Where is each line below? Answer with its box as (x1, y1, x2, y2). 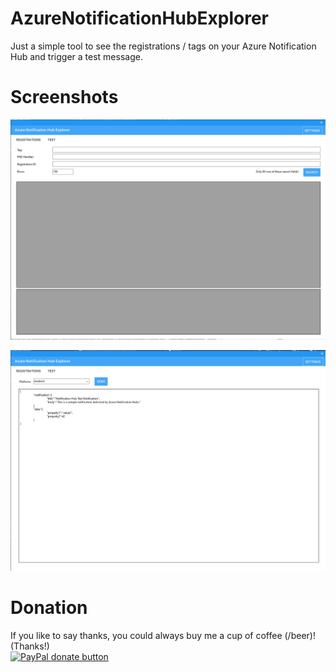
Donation (10, 597, 88, 619)
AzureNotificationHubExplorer (10, 7, 269, 30)
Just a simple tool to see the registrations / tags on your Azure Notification (10, 40, 317, 52)
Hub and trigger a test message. (10, 50, 143, 62)
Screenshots (10, 86, 119, 109)
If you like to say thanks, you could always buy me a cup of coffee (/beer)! (10, 630, 316, 642)
